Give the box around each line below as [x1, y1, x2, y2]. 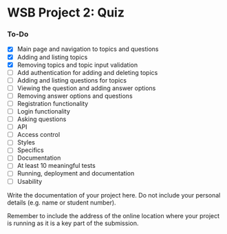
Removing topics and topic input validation [17, 61, 138, 69]
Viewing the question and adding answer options [17, 84, 156, 92]
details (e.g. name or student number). [7, 198, 116, 206]
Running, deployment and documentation [17, 169, 135, 178]
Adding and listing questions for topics [17, 76, 127, 84]
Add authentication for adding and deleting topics [17, 68, 158, 76]
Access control [17, 131, 61, 139]
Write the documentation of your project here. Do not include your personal [7, 191, 221, 199]
